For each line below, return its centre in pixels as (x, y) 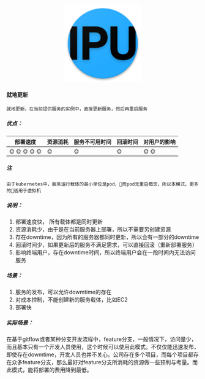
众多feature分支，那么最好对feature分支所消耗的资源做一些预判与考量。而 (104, 362)
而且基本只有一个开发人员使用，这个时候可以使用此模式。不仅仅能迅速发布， (103, 347)
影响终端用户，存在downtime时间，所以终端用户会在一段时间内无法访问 (105, 252)
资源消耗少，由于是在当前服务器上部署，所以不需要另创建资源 (93, 230)
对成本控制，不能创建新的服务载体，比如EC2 (71, 300)
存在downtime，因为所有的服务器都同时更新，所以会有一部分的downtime (107, 237)
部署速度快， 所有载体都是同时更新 (59, 222)
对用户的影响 (160, 142)
